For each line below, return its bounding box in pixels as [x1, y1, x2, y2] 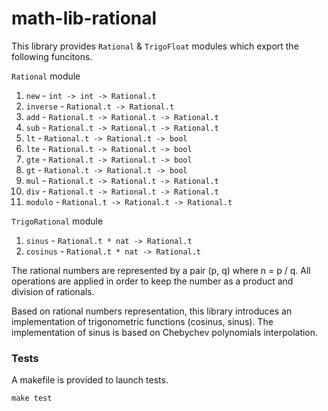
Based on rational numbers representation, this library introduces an [11, 305, 293, 317]
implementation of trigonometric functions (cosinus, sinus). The [11, 315, 274, 327]
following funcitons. [11, 50, 93, 62]
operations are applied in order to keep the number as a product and [11, 275, 294, 287]
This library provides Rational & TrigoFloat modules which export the [11, 40, 299, 52]
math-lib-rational [11, 7, 158, 30]
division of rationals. [11, 285, 95, 297]
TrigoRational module [11, 215, 104, 227]
